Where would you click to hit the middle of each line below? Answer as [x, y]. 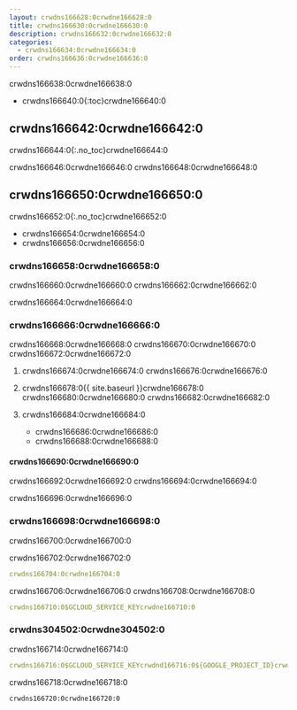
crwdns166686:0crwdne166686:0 [97, 432]
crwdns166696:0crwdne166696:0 [71, 498]
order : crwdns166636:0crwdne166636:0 [79, 58]
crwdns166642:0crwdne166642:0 [106, 129]
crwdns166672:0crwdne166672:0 [70, 354]
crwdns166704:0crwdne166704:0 [65, 574]
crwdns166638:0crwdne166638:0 [71, 84]
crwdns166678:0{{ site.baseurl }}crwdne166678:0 [113, 388]
